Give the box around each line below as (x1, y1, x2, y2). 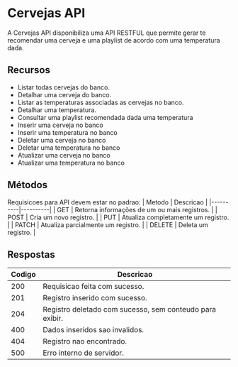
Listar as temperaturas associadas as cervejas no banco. (17, 98, 184, 106)
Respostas (7, 248, 55, 261)
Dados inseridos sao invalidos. (42, 325, 144, 335)
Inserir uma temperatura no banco (17, 128, 118, 136)
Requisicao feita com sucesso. (42, 282, 144, 292)
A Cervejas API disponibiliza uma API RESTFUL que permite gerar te (7, 28, 206, 37)
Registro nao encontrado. (42, 336, 127, 346)
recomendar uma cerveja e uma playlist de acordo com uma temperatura (7, 35, 221, 44)
